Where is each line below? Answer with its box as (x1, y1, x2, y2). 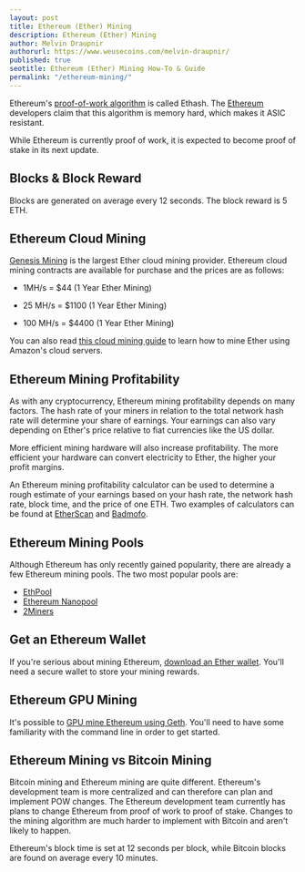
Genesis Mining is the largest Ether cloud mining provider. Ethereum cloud (9, 255, 288, 266)
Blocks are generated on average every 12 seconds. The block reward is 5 (9, 195, 288, 206)
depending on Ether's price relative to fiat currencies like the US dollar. (9, 425, 275, 436)
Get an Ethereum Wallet (9, 632, 147, 648)
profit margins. (9, 462, 65, 473)
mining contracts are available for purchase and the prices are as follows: (9, 265, 285, 276)
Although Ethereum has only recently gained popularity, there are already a (9, 559, 291, 569)
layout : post (9, 13, 59, 23)
